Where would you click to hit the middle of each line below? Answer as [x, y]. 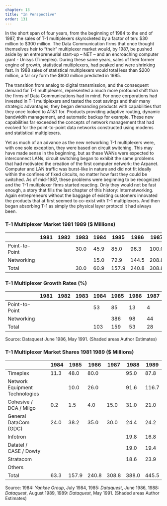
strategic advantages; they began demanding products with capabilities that [83, 106]
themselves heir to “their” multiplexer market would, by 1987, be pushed [79, 49]
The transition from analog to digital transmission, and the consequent [77, 85]
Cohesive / [20, 402]
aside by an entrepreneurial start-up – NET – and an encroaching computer [82, 54]
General [17, 416]
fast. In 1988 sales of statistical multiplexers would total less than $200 [78, 70]
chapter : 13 [17, 10]
